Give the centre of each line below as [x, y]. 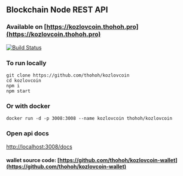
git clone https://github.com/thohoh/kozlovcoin [68, 75]
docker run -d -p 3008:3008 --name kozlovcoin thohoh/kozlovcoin [89, 119]
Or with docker [28, 106]
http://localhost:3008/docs [39, 147]
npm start [19, 91]
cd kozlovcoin [24, 80]
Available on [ [26, 27]
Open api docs [28, 133]
